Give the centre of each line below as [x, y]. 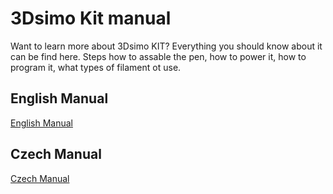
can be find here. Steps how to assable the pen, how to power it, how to [158, 56]
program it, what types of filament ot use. [96, 67]
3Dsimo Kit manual [91, 18]
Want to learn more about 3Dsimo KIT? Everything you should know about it [166, 46]
